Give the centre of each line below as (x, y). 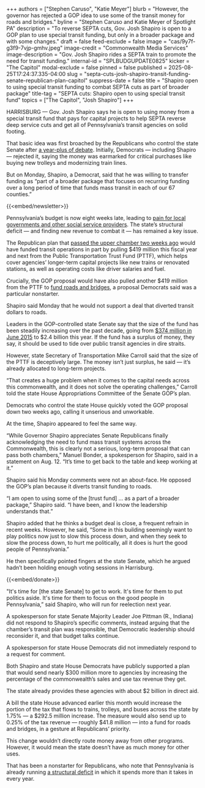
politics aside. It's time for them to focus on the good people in (85, 598)
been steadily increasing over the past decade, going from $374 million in (99, 331)
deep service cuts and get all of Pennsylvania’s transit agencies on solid (97, 125)
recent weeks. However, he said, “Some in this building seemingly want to (99, 530)
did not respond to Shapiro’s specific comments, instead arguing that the (98, 623)
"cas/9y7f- (182, 41)
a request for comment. (36, 654)
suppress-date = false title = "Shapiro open (143, 80)
